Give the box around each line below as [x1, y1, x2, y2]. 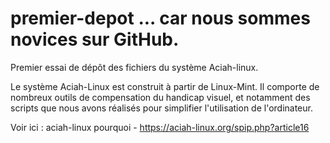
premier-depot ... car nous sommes [10, 7, 311, 30]
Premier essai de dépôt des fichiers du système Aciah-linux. [10, 61, 259, 73]
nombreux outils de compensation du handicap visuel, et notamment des [10, 91, 311, 103]
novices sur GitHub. [10, 28, 180, 51]
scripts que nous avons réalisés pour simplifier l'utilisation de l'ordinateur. [10, 102, 313, 114]
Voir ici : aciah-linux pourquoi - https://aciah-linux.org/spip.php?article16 [10, 121, 310, 133]
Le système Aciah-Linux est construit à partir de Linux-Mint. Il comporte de [10, 80, 320, 92]
